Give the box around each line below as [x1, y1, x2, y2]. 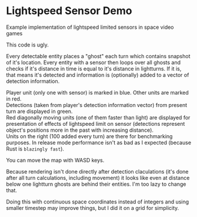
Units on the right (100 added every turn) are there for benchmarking [6, 132, 173, 139]
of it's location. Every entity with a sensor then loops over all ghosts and [6, 59, 181, 66]
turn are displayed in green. [6, 108, 73, 115]
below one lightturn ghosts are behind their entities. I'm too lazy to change [6, 181, 186, 188]
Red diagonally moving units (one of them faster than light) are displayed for [6, 113, 191, 121]
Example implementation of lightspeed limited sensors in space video [6, 24, 175, 31]
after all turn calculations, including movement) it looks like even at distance [6, 174, 190, 181]
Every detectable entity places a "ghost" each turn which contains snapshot [6, 52, 191, 59]
